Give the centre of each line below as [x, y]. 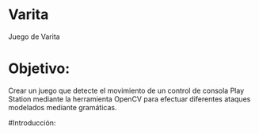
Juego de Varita [34, 36]
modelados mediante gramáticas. [63, 107]
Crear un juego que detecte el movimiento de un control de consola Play [126, 90]
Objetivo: [39, 69]
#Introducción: [32, 123]
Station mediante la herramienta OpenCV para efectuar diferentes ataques [129, 99]
